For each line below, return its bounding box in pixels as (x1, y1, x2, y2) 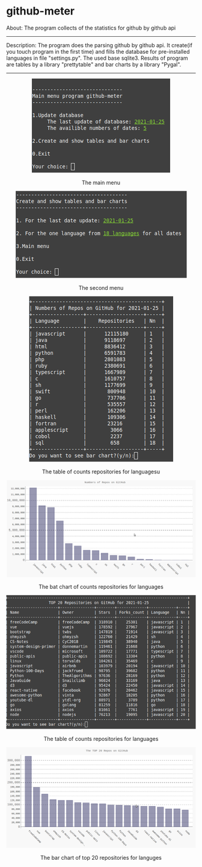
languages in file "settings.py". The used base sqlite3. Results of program (6, 54, 188, 62)
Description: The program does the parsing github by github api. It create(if (6, 41, 192, 49)
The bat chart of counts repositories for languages (38, 583, 164, 590)
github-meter (6, 4, 75, 18)
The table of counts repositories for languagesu (41, 468, 161, 475)
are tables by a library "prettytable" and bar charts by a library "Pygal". (6, 60, 182, 68)
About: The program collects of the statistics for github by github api (6, 24, 176, 31)
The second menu (78, 284, 124, 291)
